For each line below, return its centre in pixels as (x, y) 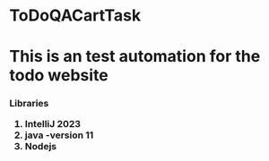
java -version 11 (59, 135)
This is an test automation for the (135, 57)
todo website (59, 76)
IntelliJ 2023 (53, 123)
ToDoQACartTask (75, 16)
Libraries (29, 104)
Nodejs (40, 146)
